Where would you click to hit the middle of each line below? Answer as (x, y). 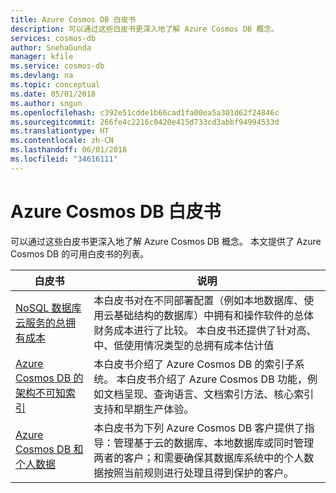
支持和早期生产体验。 (144, 409)
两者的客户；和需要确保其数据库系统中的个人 (199, 458)
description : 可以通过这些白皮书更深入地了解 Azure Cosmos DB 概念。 (144, 29)
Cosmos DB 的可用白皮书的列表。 (80, 253)
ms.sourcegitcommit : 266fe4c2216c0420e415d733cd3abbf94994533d (145, 122)
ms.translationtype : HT (60, 131)
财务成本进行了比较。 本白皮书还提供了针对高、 (205, 330)
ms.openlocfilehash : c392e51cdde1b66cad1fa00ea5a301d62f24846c (145, 112)
